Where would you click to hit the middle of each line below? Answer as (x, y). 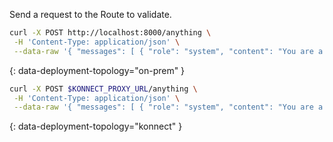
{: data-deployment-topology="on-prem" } (97, 70)
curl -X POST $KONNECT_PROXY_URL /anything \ (103, 89)
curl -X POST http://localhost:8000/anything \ (110, 33)
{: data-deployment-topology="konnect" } (96, 126)
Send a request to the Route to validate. (90, 14)
